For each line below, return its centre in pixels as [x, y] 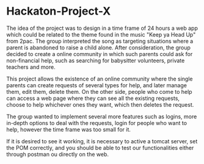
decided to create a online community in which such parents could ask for [100, 54]
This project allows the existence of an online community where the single [100, 79]
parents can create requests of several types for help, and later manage [97, 85]
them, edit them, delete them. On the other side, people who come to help [99, 91]
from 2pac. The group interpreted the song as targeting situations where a [100, 41]
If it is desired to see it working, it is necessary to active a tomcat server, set [102, 141]
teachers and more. [31, 67]
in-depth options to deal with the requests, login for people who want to [97, 123]
